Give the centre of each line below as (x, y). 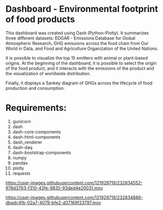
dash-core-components (37, 132)
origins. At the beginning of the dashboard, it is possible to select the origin (81, 63)
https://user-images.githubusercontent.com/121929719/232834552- (74, 183)
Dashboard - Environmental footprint (82, 9)
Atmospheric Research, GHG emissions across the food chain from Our (77, 43)
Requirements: (36, 108)
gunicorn (22, 121)
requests (21, 173)
